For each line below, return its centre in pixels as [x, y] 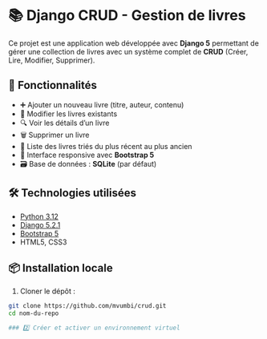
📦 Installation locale [61, 268]
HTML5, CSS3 [43, 242]
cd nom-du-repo [34, 313]
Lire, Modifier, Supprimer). [52, 60]
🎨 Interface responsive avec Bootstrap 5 [87, 155]
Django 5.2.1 [40, 224]
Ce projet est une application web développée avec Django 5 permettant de [133, 43]
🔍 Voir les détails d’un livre [65, 123]
